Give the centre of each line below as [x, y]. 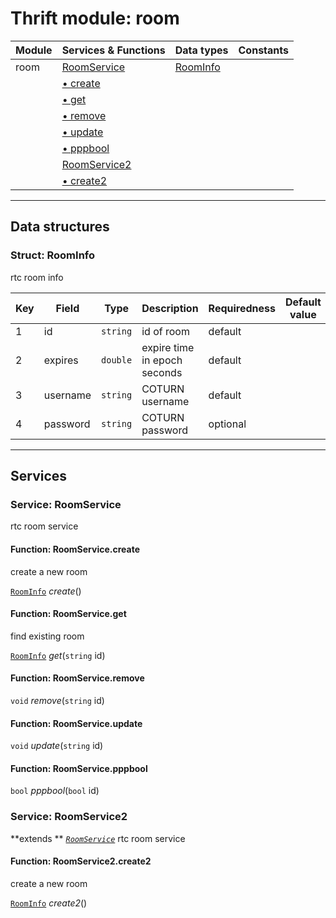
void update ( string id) [57, 746]
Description [170, 308]
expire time [168, 347]
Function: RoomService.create [75, 549]
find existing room [47, 636]
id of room [165, 331]
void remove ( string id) [57, 700]
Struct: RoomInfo [53, 255]
